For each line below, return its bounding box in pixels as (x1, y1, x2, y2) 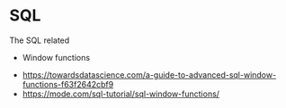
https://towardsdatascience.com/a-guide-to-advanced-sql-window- (22, 69, 277, 80)
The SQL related (9, 35, 70, 46)
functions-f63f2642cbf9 (22, 79, 114, 89)
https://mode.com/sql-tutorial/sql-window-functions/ (22, 88, 220, 99)
